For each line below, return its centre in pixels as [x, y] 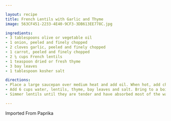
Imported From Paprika [29, 113]
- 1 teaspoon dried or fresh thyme [43, 62]
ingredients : [19, 33]
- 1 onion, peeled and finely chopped [46, 43]
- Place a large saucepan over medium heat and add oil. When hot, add [83, 85]
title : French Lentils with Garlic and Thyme [54, 19]
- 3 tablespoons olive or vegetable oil [49, 38]
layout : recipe [21, 14]
